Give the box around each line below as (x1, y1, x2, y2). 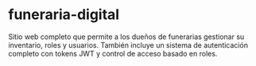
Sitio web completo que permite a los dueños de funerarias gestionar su (8, 32, 245, 41)
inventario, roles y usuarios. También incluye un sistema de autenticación (8, 40, 249, 49)
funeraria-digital (8, 6, 120, 24)
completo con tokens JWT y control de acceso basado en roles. (8, 49, 218, 58)
